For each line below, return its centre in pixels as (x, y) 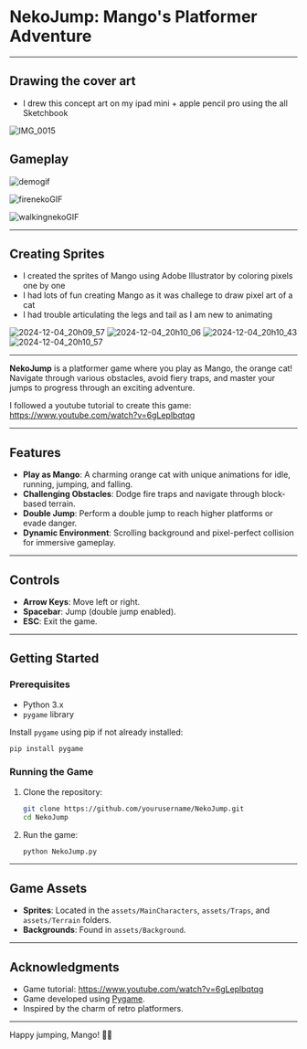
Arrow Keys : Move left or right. (81, 602)
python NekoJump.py (60, 852)
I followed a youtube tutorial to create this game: (101, 406)
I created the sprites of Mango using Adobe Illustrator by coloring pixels (158, 276)
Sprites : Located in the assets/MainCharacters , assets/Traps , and (146, 910)
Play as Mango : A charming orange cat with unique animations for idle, (156, 475)
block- (274, 494)
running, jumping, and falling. (78, 484)
